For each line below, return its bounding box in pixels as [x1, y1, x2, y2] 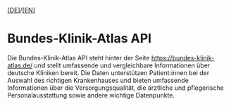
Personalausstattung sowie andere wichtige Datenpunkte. [7, 91, 175, 99]
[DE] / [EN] [7, 6, 35, 14]
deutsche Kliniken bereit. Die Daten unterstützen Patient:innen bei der [7, 68, 210, 77]
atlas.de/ [7, 61, 33, 69]
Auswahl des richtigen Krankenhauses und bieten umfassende [7, 76, 189, 84]
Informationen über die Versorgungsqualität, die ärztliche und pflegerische [7, 84, 224, 92]
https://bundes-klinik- [151, 53, 215, 62]
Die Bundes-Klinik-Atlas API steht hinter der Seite [7, 53, 150, 62]
